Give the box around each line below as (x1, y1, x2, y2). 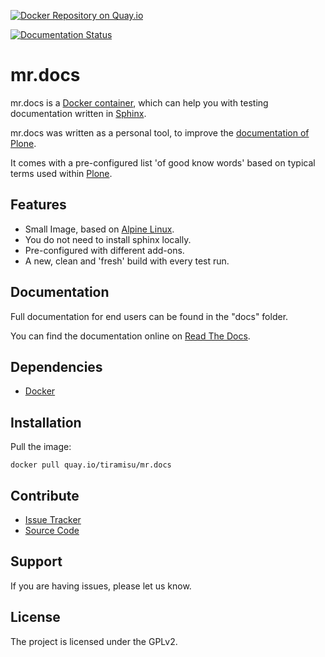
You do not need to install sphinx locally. (24, 233, 192, 245)
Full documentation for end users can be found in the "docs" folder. (10, 310, 289, 322)
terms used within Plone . (10, 167, 113, 179)
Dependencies (10, 358, 103, 375)
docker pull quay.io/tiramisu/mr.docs (10, 460, 172, 470)
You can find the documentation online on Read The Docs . (10, 330, 251, 342)
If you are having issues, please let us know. (10, 580, 192, 592)
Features (10, 196, 67, 214)
